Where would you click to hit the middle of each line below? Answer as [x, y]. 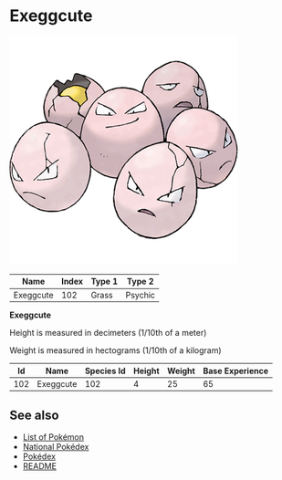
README [40, 466]
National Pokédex [56, 447]
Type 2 [140, 282]
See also [34, 415]
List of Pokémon [53, 437]
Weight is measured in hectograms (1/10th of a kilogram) [115, 350]
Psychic [141, 295]
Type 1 [104, 282]
